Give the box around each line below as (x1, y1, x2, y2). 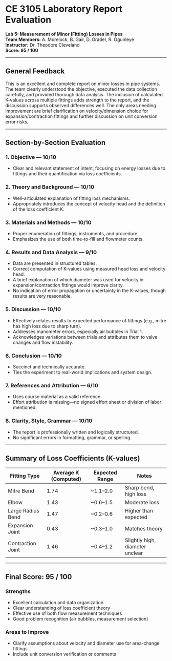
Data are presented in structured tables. (12, 260, 97, 266)
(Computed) (51, 476, 82, 483)
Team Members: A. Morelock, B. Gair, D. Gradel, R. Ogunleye (5, 36, 134, 43)
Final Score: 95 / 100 (5, 572, 72, 581)
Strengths (5, 588, 31, 595)
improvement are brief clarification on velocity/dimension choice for (5, 108, 148, 114)
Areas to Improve (5, 628, 49, 635)
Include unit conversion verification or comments (12, 651, 116, 657)
